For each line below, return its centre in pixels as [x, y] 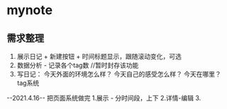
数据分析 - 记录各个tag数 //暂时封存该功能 [78, 65]
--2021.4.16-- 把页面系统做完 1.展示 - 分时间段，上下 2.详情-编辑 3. [104, 98]
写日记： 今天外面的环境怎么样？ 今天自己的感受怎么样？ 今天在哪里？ [119, 74]
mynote [30, 10]
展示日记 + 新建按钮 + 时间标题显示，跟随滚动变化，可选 [99, 56]
